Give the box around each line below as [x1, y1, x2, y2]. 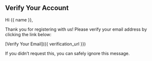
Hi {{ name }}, [5, 17, 33, 22]
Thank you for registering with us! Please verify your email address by [5, 26, 147, 32]
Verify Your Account [5, 4, 69, 12]
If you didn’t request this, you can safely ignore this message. [5, 50, 130, 56]
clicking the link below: [5, 31, 52, 37]
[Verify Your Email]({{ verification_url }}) [5, 41, 86, 47]
